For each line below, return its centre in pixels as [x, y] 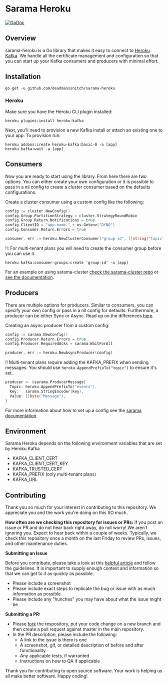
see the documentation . [29, 277]
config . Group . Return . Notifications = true [50, 220]
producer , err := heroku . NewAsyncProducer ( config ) [59, 353]
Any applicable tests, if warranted [54, 656]
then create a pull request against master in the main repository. [78, 629]
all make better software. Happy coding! [46, 676]
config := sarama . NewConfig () [37, 334]
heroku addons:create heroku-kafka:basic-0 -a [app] [61, 144]
